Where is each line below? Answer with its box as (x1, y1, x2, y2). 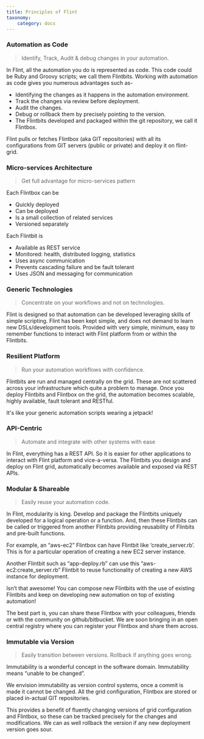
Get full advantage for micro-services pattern (21, 177, 135, 184)
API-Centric (6, 424, 43, 433)
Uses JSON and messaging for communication (15, 270, 133, 277)
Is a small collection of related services (15, 214, 113, 221)
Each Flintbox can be (6, 189, 59, 196)
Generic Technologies (6, 285, 73, 294)
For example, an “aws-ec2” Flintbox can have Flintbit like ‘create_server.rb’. (6, 541, 195, 549)
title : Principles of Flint (6, 9, 78, 15)
